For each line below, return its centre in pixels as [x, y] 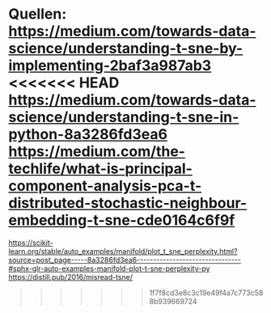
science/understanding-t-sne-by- [126, 49]
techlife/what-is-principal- [100, 169]
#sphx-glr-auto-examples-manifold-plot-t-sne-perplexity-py [109, 269]
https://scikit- [31, 243]
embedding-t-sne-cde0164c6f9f [122, 220]
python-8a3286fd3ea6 [88, 135]
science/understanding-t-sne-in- [124, 117]
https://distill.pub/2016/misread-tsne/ [71, 277]
